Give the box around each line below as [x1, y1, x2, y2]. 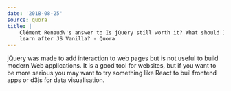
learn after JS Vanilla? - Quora [19, 36, 115, 42]
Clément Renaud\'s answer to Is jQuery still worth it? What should [19, 29, 220, 36]
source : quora [7, 16, 48, 23]
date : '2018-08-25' [7, 10, 63, 17]
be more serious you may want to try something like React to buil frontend [7, 69, 217, 77]
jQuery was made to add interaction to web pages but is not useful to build [7, 54, 219, 62]
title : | [7, 23, 32, 29]
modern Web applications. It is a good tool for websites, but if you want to [7, 62, 217, 70]
